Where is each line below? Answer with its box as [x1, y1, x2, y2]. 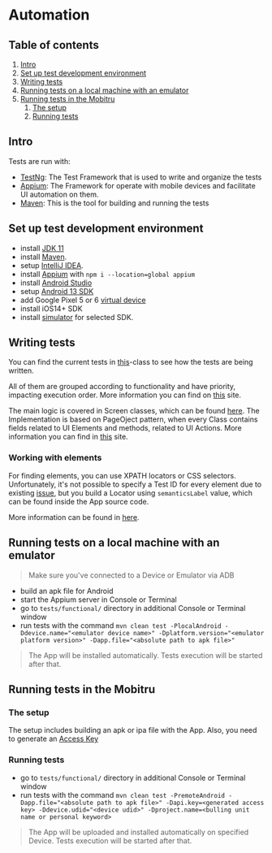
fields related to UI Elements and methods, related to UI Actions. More [8, 423, 242, 433]
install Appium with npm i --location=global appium [19, 269, 196, 279]
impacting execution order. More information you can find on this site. [8, 390, 242, 400]
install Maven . [19, 252, 67, 262]
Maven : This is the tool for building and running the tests [19, 197, 209, 208]
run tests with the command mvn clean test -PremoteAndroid [19, 790, 226, 799]
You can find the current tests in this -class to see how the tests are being [8, 357, 253, 367]
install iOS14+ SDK [19, 303, 83, 314]
